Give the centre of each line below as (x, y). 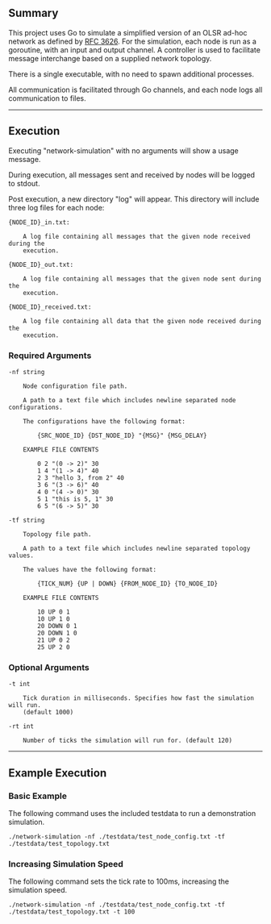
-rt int (21, 726)
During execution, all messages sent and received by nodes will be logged (132, 175)
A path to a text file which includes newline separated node (129, 400)
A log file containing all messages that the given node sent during (142, 279)
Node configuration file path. (75, 386)
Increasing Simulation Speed (66, 864)
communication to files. (47, 98)
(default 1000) (48, 713)
